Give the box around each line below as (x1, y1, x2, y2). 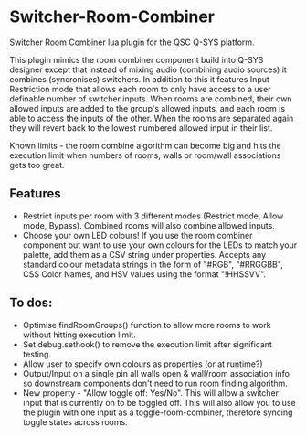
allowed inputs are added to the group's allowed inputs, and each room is (9, 102, 286, 113)
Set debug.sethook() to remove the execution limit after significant (22, 338, 272, 349)
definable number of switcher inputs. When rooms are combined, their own (9, 93, 292, 104)
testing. (22, 348, 52, 359)
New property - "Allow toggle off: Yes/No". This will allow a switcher (22, 387, 280, 399)
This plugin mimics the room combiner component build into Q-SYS (9, 54, 264, 65)
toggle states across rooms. (22, 416, 128, 427)
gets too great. (9, 159, 66, 170)
